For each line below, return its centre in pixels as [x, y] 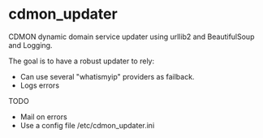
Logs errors [39, 85]
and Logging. [30, 45]
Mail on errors [43, 116]
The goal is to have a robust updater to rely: [82, 61]
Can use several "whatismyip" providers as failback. [107, 76]
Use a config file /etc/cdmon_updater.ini [87, 125]
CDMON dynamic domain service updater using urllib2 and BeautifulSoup [131, 37]
